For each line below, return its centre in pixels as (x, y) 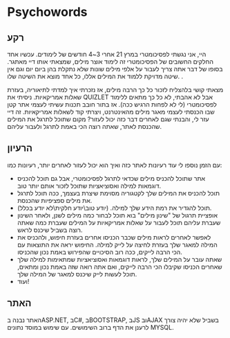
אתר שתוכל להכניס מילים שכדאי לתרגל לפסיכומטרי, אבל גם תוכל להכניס (111, 178)
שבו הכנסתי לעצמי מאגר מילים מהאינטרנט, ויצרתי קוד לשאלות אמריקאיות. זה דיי (111, 112)
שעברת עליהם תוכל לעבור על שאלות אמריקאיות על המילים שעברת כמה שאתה (119, 222)
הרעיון (20, 149)
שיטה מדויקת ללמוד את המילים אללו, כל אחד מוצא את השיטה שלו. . (95, 76)
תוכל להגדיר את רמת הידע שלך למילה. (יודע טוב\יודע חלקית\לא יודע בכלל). (114, 208)
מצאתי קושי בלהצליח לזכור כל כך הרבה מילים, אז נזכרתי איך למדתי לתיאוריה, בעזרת (115, 90)
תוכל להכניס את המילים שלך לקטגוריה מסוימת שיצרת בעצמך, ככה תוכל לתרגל (118, 193)
